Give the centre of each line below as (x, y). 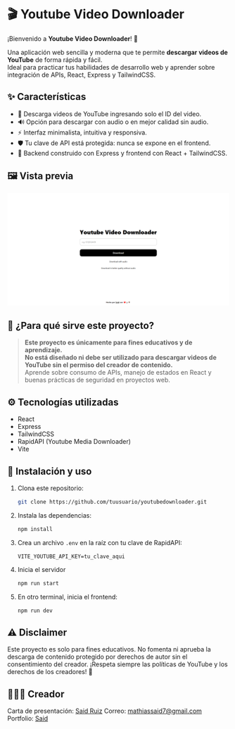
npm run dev (35, 611)
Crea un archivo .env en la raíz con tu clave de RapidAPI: (100, 542)
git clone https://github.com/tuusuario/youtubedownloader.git (112, 501)
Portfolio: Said (28, 718)
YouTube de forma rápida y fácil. (55, 60)
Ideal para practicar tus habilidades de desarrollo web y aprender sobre (111, 67)
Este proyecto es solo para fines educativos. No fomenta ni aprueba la (109, 649)
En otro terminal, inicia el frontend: (68, 597)
